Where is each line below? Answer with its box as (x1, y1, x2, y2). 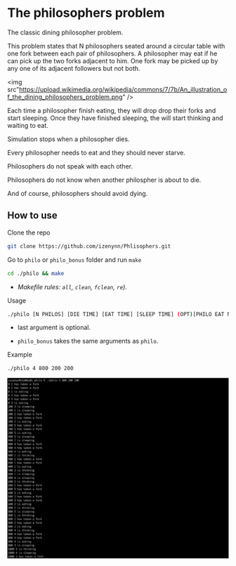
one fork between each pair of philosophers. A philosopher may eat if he (7, 49, 218, 58)
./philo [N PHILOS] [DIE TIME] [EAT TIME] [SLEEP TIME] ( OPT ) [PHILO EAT (7, 310, 225, 317)
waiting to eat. (7, 121, 49, 129)
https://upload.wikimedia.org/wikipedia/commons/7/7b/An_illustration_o (18, 85, 228, 93)
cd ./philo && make (7, 270, 65, 277)
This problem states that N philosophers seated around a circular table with (7, 41, 225, 50)
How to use (7, 209, 58, 222)
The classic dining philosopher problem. (7, 28, 124, 37)
